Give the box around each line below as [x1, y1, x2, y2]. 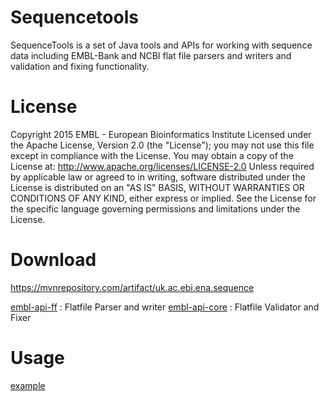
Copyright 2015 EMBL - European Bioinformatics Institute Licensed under [10, 128, 312, 140]
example [10, 379, 46, 391]
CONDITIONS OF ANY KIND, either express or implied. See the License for [10, 192, 317, 204]
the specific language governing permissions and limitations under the [10, 202, 301, 215]
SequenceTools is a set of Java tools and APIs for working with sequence [10, 39, 313, 51]
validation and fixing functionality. [10, 60, 150, 72]
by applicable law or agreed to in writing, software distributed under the [10, 171, 306, 183]
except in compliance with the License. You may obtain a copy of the [10, 149, 294, 161]
